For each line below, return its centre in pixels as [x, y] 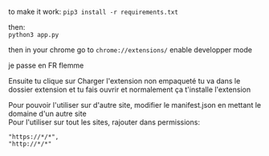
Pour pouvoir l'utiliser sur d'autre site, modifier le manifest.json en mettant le [135, 105]
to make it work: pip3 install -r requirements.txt [94, 12]
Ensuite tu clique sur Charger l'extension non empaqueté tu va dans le [124, 81]
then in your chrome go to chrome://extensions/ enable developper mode [130, 50]
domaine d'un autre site [47, 113]
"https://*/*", [34, 137]
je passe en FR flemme [46, 65]
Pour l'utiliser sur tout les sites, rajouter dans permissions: [104, 122]
